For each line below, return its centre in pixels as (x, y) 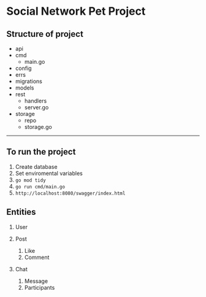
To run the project (41, 152)
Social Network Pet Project (76, 11)
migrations (29, 81)
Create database (36, 166)
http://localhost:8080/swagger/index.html (70, 193)
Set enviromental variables (49, 173)
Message (36, 281)
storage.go (38, 127)
